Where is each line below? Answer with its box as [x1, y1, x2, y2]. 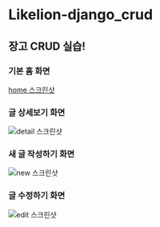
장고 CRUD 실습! [8, 39, 86, 53]
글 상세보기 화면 [8, 106, 66, 117]
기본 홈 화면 [8, 66, 50, 77]
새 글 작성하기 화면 [8, 149, 75, 160]
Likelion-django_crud [8, 6, 154, 24]
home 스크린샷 [8, 85, 55, 94]
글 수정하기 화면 [8, 190, 66, 201]
